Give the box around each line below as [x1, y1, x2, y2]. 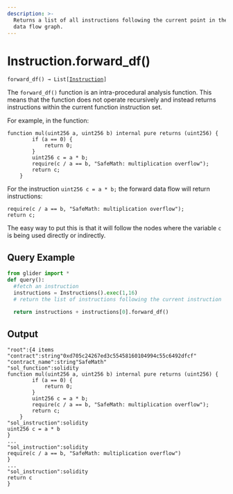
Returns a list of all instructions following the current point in [13, 17, 216, 24]
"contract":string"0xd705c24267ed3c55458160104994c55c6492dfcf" [7, 353, 197, 360]
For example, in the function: [7, 116, 89, 125]
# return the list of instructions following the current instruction [13, 296, 222, 303]
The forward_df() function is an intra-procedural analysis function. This [7, 88, 212, 97]
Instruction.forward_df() [7, 53, 150, 69]
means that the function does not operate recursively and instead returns [7, 95, 216, 104]
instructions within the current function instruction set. [7, 103, 163, 111]
